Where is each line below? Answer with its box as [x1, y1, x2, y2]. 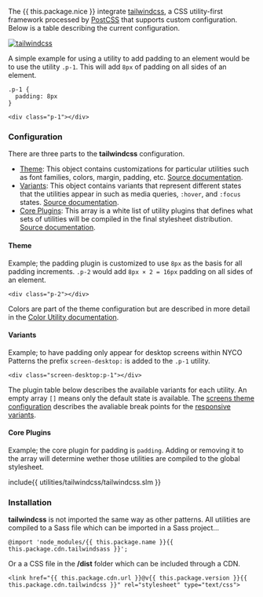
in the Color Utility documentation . [8, 312, 119, 321]
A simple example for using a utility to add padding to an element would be [8, 54, 250, 63]
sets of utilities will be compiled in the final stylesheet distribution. [19, 214, 233, 224]
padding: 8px [15, 93, 58, 101]
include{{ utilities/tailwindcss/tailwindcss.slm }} [8, 477, 162, 486]
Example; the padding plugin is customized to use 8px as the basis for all [8, 258, 243, 268]
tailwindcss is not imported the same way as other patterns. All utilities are [8, 515, 251, 525]
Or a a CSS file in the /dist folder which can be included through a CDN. [8, 559, 241, 569]
